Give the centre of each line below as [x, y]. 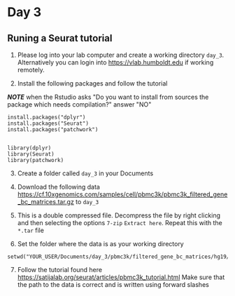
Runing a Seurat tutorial [60, 38]
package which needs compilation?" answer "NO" [79, 105]
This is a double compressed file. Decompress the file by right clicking [119, 215]
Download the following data [58, 187]
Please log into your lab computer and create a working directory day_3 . [121, 55]
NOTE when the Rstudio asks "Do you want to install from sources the [108, 97]
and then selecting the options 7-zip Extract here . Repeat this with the [120, 223]
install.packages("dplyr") [47, 117]
